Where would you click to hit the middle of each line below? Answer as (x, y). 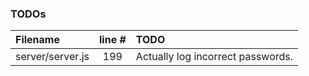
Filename (37, 40)
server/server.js (52, 57)
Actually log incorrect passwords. (214, 57)
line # (113, 40)
